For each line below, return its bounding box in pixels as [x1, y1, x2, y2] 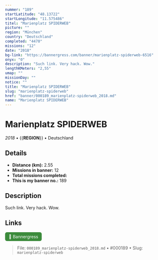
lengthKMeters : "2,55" [5, 66, 51, 71]
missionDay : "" [5, 75, 36, 80]
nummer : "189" [5, 7, 34, 12]
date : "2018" [5, 48, 32, 53]
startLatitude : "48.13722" [5, 12, 60, 17]
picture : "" [5, 25, 29, 30]
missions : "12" [5, 43, 36, 48]
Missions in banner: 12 [12, 167, 59, 173]
